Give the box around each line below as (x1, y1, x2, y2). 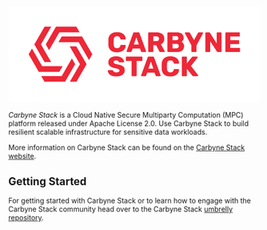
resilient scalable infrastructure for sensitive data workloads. (8, 127, 208, 137)
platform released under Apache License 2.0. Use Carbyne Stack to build (8, 119, 249, 128)
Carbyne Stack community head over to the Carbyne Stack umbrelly (8, 204, 233, 214)
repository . (8, 213, 44, 223)
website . (8, 151, 37, 161)
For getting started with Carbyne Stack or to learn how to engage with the (8, 196, 252, 206)
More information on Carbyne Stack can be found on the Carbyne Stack (8, 143, 245, 152)
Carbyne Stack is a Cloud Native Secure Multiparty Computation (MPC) (8, 111, 244, 120)
